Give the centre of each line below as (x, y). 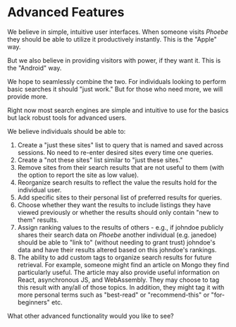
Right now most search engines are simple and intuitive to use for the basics (118, 110)
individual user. (39, 190)
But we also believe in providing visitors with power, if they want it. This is (114, 60)
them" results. (38, 220)
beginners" (34, 302)
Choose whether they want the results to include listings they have (114, 204)
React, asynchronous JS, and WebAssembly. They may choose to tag (118, 280)
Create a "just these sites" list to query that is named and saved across (120, 144)
